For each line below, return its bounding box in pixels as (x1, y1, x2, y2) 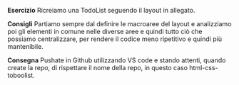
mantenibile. (7, 42, 44, 50)
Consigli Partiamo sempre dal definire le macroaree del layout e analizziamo (7, 20, 232, 28)
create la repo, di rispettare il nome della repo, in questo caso (7, 64, 188, 72)
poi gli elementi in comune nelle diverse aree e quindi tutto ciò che (7, 28, 203, 35)
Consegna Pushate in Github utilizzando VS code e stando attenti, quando (7, 56, 226, 64)
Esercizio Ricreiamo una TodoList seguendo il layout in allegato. (7, 6, 195, 14)
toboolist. (7, 71, 35, 79)
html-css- (188, 64, 218, 72)
